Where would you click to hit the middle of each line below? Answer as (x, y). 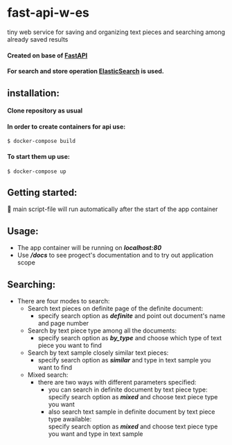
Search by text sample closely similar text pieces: (98, 353)
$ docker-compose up (37, 171)
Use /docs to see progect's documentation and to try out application (115, 255)
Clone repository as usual (45, 111)
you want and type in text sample (96, 434)
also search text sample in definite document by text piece (132, 412)
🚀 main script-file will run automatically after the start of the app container (113, 209)
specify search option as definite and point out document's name (132, 316)
